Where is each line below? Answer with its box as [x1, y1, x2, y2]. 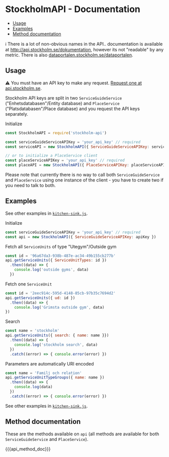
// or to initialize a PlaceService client [5, 153, 98, 158]
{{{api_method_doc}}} [5, 446, 51, 452]
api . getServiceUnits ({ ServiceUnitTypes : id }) [5, 258, 107, 263]
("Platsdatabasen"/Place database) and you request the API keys [5, 106, 140, 112]
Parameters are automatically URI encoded [5, 360, 94, 367]
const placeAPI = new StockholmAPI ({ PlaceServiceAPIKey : [5, 162, 129, 168]
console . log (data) [14, 385, 53, 390]
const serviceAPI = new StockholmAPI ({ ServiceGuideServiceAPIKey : [5, 144, 150, 149]
